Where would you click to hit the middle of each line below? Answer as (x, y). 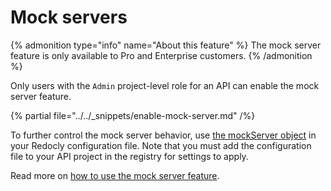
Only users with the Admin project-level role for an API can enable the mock (165, 85)
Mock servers (69, 17)
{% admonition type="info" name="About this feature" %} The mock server (166, 45)
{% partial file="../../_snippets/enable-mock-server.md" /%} (133, 115)
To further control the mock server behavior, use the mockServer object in (163, 135)
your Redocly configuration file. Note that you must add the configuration (161, 145)
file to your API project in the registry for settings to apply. (129, 156)
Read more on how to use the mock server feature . (115, 175)
